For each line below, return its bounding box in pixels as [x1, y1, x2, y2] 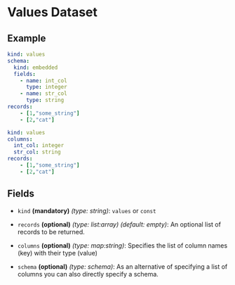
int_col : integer [13, 142, 65, 149]
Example [7, 32, 46, 44]
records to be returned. [17, 227, 86, 236]
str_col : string [13, 148, 61, 156]
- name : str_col [20, 90, 68, 97]
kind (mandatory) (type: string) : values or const [17, 206, 156, 215]
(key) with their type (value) [17, 248, 98, 257]
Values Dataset [7, 4, 98, 20]
